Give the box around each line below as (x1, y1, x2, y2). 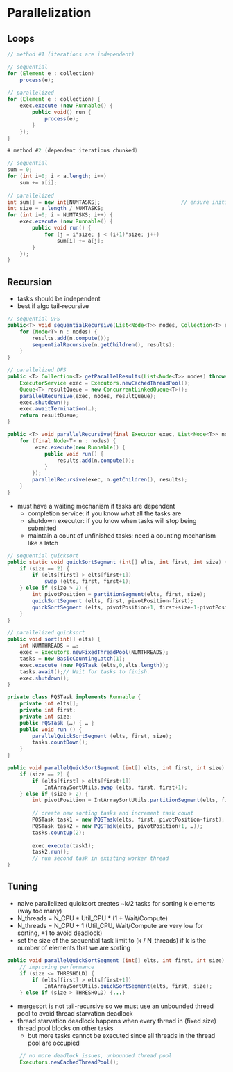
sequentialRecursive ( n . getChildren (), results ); (32, 341, 175, 349)
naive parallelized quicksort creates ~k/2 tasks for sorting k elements (17, 899, 216, 907)
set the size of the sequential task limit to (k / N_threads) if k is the (17, 936, 207, 944)
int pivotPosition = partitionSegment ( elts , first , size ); (32, 591, 207, 598)
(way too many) (17, 906, 62, 915)
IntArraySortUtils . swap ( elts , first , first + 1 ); (44, 784, 188, 791)
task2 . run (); (32, 849, 70, 856)
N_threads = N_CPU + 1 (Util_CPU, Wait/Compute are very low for (17, 921, 204, 929)
